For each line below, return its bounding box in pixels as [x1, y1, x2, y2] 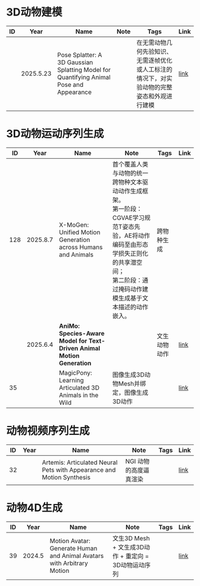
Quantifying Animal [57, 73, 111, 81]
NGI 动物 [125, 457, 150, 465]
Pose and [57, 80, 84, 89]
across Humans [58, 243, 103, 251]
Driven [58, 344, 79, 352]
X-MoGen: [58, 221, 89, 229]
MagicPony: [58, 368, 92, 377]
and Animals [58, 250, 94, 259]
